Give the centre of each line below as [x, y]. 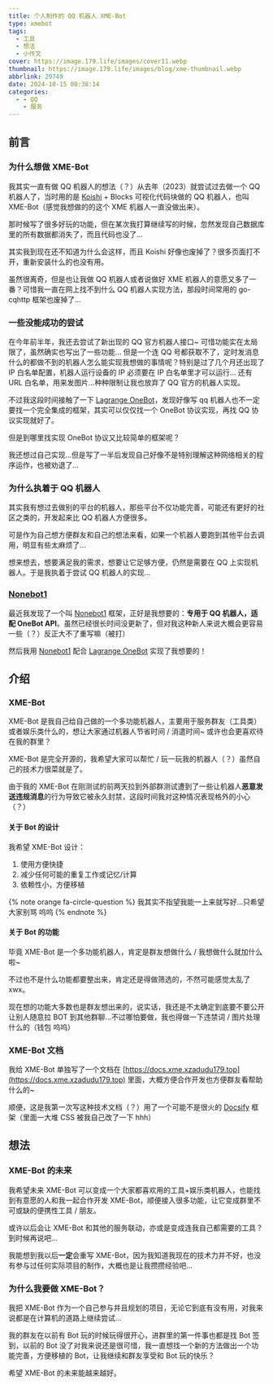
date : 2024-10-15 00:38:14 [54, 84]
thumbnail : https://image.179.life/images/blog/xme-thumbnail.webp [125, 69]
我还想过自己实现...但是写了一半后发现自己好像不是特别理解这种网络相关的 [133, 455]
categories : [28, 92]
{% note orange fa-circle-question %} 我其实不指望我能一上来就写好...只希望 [136, 902]
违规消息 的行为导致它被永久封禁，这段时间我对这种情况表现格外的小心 [132, 797]
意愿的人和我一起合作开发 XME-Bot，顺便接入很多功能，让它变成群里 [138, 1200]
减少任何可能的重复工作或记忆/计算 [78, 874]
